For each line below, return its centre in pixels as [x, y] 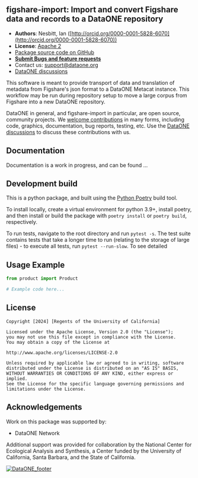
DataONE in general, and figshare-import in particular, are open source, [93, 113]
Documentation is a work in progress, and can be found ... [77, 165]
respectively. [22, 222]
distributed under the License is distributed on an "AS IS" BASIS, [92, 368]
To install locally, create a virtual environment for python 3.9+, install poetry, [99, 210]
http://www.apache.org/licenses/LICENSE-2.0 [62, 353]
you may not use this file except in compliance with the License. [91, 337]
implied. [17, 379]
